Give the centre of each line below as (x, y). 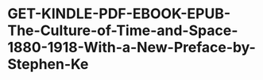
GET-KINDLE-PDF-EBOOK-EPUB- (119, 14)
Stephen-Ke (48, 65)
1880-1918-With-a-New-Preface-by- (131, 48)
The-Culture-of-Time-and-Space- (123, 30)
